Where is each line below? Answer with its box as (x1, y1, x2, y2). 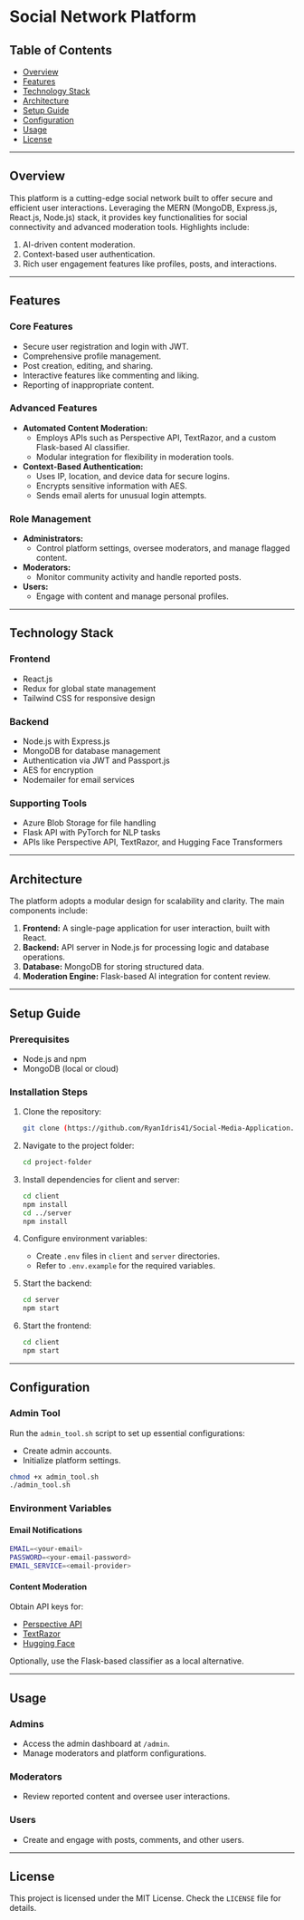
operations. (22, 951, 66, 962)
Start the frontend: (22, 1320, 92, 1331)
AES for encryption (22, 765, 94, 776)
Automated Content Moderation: (22, 422, 148, 433)
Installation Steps (9, 1085, 89, 1098)
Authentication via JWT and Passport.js (22, 755, 170, 767)
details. (9, 1903, 37, 1914)
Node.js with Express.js (22, 736, 110, 747)
